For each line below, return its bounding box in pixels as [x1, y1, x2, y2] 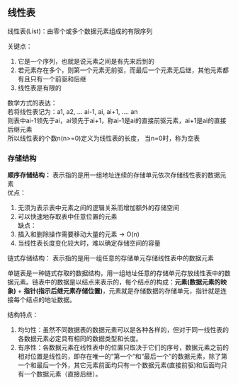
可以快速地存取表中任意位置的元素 [17, 212, 118, 221]
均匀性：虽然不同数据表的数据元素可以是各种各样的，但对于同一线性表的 [17, 326, 229, 334]
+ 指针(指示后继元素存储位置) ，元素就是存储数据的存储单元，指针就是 [17, 287, 221, 295]
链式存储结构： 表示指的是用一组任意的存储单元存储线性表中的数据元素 [7, 254, 214, 263]
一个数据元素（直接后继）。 [23, 370, 102, 379]
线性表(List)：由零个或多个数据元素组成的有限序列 [7, 27, 153, 35]
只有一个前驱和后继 [30, 74, 86, 83]
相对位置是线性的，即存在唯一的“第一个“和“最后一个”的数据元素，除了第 [17, 352, 228, 361]
